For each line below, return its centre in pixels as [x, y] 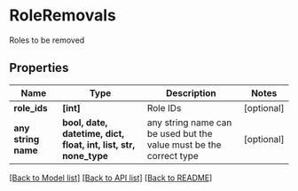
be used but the [180, 133]
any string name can [189, 123]
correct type [173, 155]
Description [191, 92]
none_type [85, 155]
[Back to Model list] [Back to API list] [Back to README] [111, 178]
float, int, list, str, [98, 145]
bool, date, [85, 123]
